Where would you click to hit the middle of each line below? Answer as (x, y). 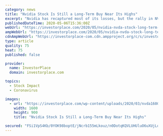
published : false (23, 55)
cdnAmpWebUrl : (19, 37)
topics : (13, 81)
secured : (14, 126)
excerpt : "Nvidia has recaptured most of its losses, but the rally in (79, 18)
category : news (20, 9)
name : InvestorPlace (30, 68)
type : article (19, 41)
